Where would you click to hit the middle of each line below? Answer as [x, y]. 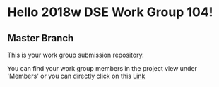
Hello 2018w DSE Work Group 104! [110, 12]
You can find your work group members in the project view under [102, 68]
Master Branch [41, 38]
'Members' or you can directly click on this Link [76, 76]
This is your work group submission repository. [76, 55]
